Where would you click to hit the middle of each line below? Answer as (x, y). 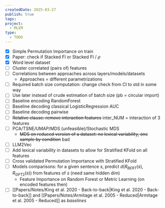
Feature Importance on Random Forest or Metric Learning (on (82, 179)
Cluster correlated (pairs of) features (49, 68)
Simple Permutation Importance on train (53, 51)
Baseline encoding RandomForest (46, 101)
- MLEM (16, 28)
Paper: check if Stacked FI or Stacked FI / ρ (56, 57)
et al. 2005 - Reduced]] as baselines (49, 201)
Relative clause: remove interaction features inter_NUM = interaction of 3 (86, 118)
